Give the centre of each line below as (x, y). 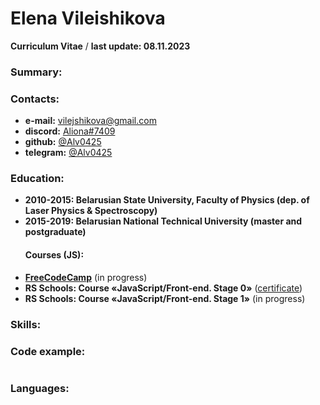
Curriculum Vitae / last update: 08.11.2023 (100, 46)
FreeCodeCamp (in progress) (86, 277)
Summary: (36, 72)
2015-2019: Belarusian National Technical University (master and (163, 221)
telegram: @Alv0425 (68, 153)
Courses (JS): (54, 255)
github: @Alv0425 (63, 142)
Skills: (26, 324)
